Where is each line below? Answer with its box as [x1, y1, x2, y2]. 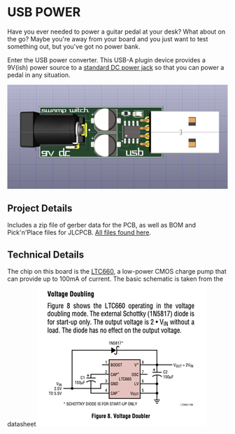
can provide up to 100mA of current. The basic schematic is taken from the [7, 274, 224, 283]
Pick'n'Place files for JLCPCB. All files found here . [7, 228, 152, 237]
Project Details [7, 202, 73, 214]
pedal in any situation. [7, 71, 71, 79]
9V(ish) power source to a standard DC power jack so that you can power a [7, 63, 225, 71]
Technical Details [7, 248, 85, 260]
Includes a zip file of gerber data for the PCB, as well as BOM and [7, 221, 197, 230]
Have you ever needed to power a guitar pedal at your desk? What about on [7, 27, 226, 36]
